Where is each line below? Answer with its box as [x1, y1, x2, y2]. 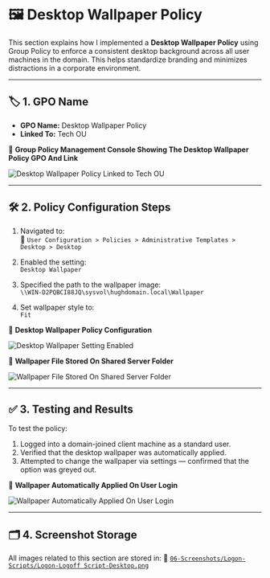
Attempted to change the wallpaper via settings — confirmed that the [19, 457, 249, 466]
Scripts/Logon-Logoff [8, 562, 81, 570]
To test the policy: [8, 424, 68, 433]
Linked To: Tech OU [19, 129, 87, 138]
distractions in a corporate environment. [8, 63, 141, 72]
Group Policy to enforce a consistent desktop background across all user [8, 46, 250, 55]
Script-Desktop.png [84, 562, 149, 570]
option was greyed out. [19, 465, 97, 474]
